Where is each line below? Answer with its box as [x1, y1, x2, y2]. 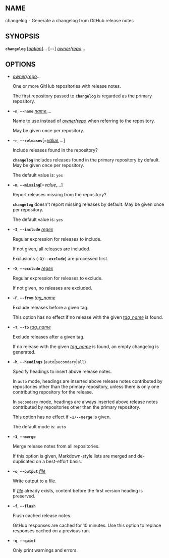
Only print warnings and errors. [12, 547, 78, 553]
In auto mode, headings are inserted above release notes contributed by [12, 378, 163, 384]
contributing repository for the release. [12, 389, 93, 395]
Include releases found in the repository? [12, 147, 98, 153]
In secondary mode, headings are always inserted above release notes [12, 399, 158, 405]
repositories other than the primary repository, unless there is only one [12, 383, 160, 390]
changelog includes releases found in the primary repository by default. [12, 157, 160, 163]
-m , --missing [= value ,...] [12, 182, 63, 188]
